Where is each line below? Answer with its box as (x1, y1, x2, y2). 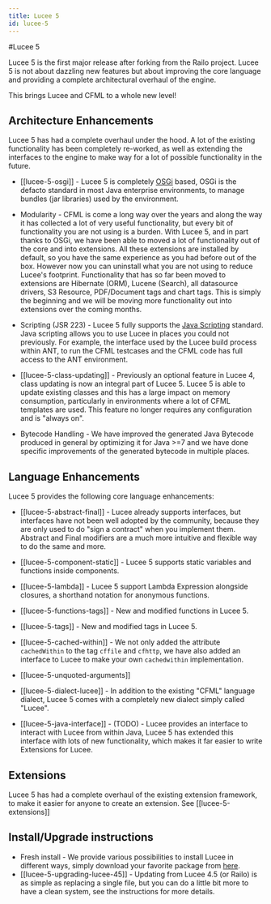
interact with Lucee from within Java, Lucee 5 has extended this (19, 727, 234, 738)
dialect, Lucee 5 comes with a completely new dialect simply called (19, 695, 245, 705)
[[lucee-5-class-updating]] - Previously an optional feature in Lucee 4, (19, 371, 256, 380)
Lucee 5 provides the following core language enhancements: (8, 491, 214, 501)
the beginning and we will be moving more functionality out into (19, 296, 232, 306)
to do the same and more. (19, 542, 107, 551)
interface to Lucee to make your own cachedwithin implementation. (19, 654, 244, 665)
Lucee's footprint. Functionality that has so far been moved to (19, 270, 227, 280)
